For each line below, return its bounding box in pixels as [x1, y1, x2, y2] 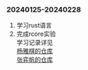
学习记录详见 [16, 38, 53, 47]
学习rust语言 [16, 21, 52, 30]
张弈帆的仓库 [16, 56, 53, 64]
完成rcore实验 [16, 30, 56, 38]
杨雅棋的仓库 [16, 47, 53, 56]
